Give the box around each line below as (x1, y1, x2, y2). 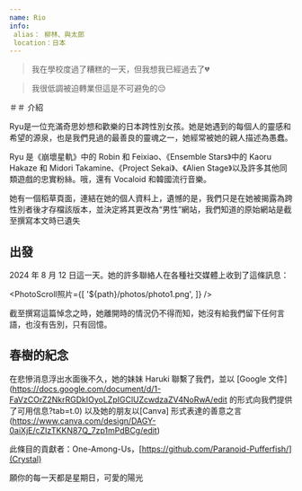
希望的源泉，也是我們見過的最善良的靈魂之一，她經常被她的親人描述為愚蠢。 (9, 132, 293, 144)
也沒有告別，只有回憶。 (24, 320, 112, 330)
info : (9, 22, 30, 31)
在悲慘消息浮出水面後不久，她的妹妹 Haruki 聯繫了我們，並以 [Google (9, 373, 267, 384)
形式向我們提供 (236, 394, 293, 405)
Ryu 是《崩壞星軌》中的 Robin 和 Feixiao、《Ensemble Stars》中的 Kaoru (9, 152, 272, 162)
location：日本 (13, 38, 67, 48)
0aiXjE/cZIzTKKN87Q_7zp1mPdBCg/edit (9, 425, 157, 435)
